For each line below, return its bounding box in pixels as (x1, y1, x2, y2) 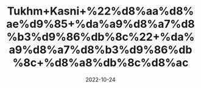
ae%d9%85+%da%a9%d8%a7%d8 (6, 17, 195, 31)
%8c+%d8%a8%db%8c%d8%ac (12, 56, 189, 70)
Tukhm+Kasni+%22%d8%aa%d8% (7, 4, 194, 18)
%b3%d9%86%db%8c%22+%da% (6, 30, 195, 44)
